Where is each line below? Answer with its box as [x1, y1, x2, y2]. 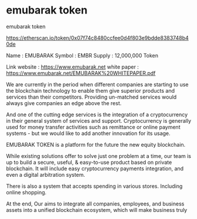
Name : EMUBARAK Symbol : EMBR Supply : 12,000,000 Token [6, 52, 159, 59]
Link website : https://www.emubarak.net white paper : [6, 63, 139, 70]
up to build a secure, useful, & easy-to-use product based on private [6, 159, 172, 166]
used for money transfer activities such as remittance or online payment [6, 123, 181, 130]
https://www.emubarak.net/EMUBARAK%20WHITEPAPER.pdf [6, 69, 156, 76]
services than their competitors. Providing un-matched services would [6, 93, 177, 100]
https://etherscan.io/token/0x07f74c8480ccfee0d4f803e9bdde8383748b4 [6, 34, 189, 41]
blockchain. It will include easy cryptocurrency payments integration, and [6, 165, 184, 172]
